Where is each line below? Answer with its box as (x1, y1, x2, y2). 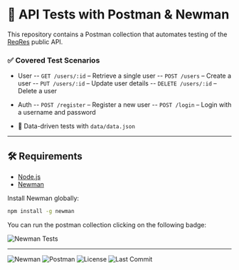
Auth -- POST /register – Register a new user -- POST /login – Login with (17, 100, 232, 109)
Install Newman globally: (7, 194, 80, 202)
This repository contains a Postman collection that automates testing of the (7, 30, 228, 38)
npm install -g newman (7, 208, 75, 215)
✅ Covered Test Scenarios (7, 55, 100, 65)
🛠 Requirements (7, 150, 83, 162)
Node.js (17, 172, 41, 181)
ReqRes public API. (7, 37, 63, 46)
